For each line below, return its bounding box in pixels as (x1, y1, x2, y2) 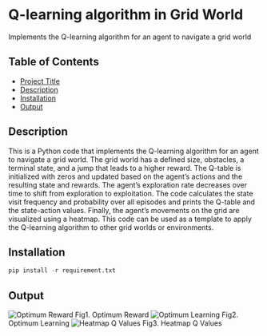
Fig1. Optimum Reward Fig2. (74, 310, 238, 320)
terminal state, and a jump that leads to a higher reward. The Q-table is (8, 163, 241, 172)
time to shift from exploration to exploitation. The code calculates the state (8, 188, 253, 198)
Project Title (19, 76, 60, 85)
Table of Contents (8, 55, 100, 69)
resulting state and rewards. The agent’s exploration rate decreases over (8, 180, 248, 189)
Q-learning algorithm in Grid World (8, 6, 244, 24)
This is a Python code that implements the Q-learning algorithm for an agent (8, 146, 260, 156)
